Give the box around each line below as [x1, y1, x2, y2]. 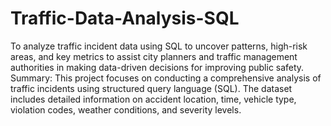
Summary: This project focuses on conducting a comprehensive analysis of [10, 72, 322, 84]
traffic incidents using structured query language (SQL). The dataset [10, 82, 293, 94]
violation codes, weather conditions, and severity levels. [10, 103, 242, 116]
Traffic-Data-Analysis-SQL [10, 7, 240, 30]
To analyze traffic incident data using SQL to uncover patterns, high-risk [10, 40, 308, 52]
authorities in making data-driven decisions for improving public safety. [10, 61, 305, 73]
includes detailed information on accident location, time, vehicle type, [10, 93, 297, 105]
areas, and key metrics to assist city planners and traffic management [10, 50, 298, 62]
